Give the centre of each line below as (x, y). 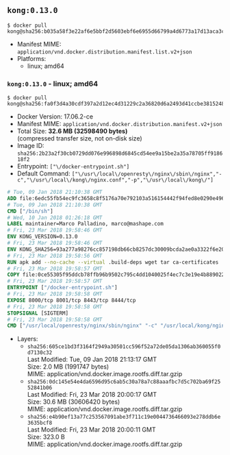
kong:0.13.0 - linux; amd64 (53, 84)
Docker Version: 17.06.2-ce (55, 116)
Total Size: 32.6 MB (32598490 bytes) (72, 131)
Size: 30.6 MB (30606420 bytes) (74, 402)
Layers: (27, 339)
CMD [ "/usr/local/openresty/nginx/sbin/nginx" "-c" (82, 326)
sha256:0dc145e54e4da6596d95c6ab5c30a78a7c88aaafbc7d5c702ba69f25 (124, 382)
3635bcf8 (40, 423)
